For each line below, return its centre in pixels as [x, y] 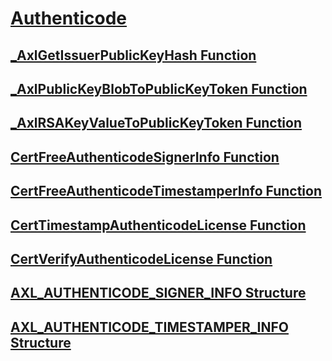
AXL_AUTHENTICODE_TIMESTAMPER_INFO [150, 327]
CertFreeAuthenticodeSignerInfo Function [145, 157]
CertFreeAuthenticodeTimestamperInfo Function [166, 191]
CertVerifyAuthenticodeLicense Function [141, 258]
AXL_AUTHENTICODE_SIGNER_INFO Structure [158, 293]
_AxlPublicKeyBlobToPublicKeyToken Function [159, 88]
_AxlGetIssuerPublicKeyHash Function [133, 55]
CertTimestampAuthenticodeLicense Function [158, 225]
